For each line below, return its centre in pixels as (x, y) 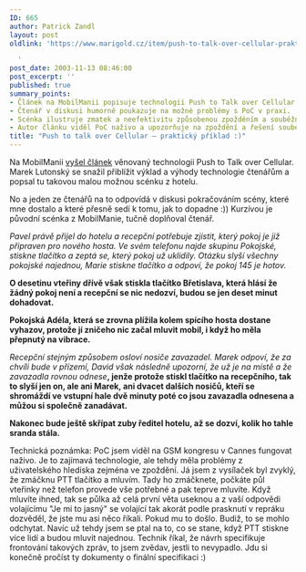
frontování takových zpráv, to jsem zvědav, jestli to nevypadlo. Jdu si (139, 547)
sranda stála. (35, 433)
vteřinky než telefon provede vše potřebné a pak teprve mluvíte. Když (140, 489)
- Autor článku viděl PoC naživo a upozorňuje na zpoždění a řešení (142, 128)
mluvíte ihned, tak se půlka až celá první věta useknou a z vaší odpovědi (145, 499)
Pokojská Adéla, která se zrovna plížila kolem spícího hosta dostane (140, 320)
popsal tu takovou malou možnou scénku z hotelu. (104, 182)
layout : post (34, 35)
